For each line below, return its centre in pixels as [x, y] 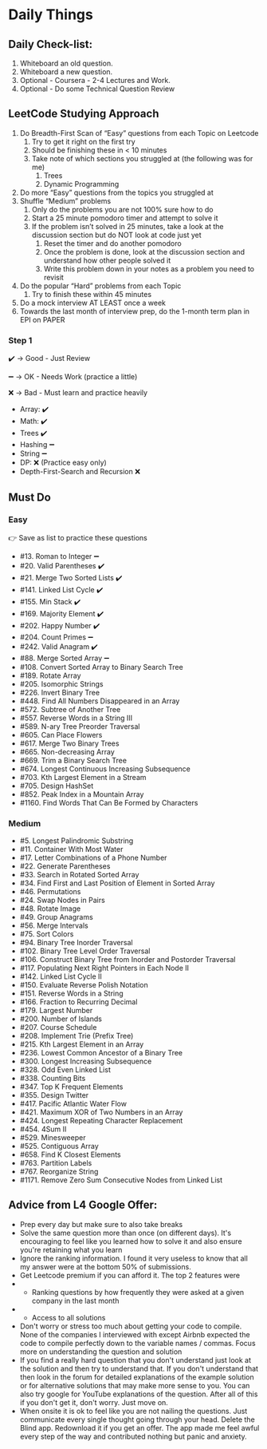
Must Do [30, 497]
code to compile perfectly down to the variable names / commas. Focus [138, 1343]
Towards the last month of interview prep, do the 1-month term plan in [134, 311]
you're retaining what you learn [71, 1249]
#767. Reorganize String [59, 1172]
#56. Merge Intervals [54, 926]
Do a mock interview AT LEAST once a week [92, 303]
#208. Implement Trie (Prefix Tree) [77, 1036]
